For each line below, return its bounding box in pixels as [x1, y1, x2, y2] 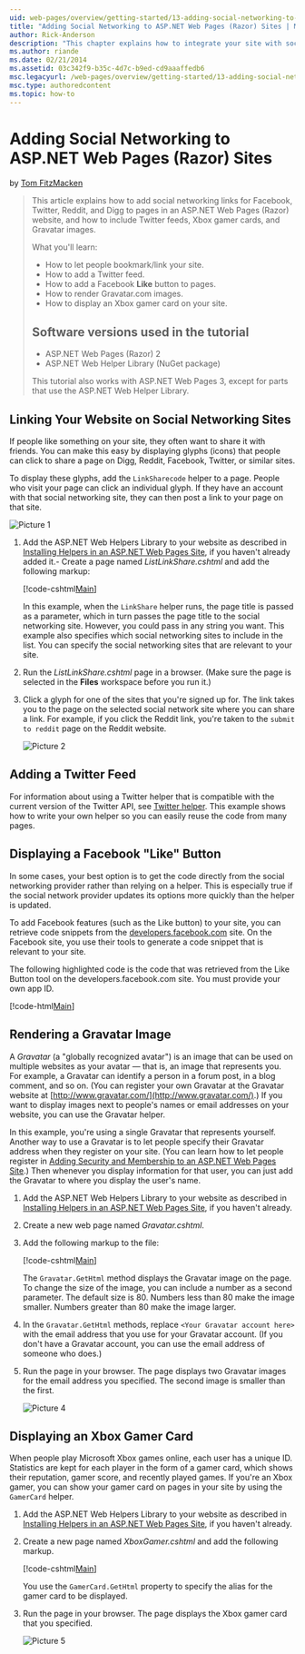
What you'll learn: [31, 242, 98, 253]
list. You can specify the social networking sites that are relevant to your [22, 639, 292, 650]
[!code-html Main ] [9, 1000, 75, 1011]
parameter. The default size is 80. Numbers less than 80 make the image [22, 1292, 295, 1302]
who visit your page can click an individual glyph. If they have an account [9, 482, 284, 493]
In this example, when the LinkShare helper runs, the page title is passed [22, 601, 294, 612]
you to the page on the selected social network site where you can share [22, 704, 295, 715]
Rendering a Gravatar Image [9, 1027, 172, 1043]
